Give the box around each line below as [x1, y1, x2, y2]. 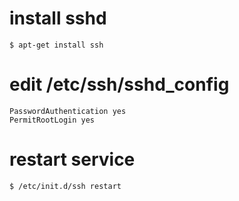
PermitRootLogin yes [9, 115, 96, 125]
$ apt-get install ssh [9, 40, 104, 50]
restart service [9, 148, 136, 171]
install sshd [9, 7, 107, 30]
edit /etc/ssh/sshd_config [9, 73, 230, 96]
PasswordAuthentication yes [9, 106, 127, 116]
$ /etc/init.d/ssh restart [9, 181, 122, 191]
